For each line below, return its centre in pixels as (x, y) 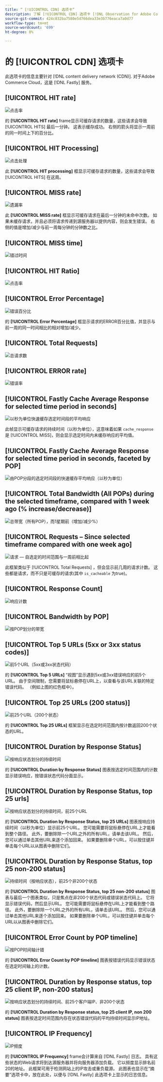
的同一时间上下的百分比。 (31, 133)
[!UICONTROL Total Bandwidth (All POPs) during (80, 494)
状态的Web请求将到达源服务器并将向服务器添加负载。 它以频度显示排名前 (82, 1062)
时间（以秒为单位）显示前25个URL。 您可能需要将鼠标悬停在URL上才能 (80, 827)
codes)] (17, 652)
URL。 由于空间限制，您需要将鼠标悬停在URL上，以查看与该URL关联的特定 (80, 681)
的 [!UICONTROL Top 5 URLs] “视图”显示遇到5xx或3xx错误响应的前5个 (76, 675)
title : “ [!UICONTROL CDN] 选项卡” (40, 9)
